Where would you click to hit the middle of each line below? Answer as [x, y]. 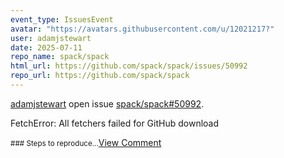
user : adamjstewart [51, 38]
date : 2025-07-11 [46, 47]
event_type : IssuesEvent [62, 19]
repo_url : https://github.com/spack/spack [100, 76]
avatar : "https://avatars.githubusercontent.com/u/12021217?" [142, 29]
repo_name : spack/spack [60, 57]
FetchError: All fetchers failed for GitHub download [115, 123]
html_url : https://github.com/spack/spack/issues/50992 [129, 66]
